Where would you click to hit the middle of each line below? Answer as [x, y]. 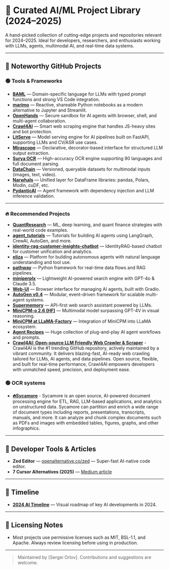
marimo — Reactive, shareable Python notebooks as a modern [78, 105]
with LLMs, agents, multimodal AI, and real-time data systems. [70, 45]
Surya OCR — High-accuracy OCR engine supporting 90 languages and [87, 158]
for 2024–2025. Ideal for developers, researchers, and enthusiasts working [83, 40]
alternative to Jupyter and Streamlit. [50, 110]
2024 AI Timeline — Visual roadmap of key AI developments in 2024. [84, 504]
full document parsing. [36, 164]
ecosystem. [24, 326]
